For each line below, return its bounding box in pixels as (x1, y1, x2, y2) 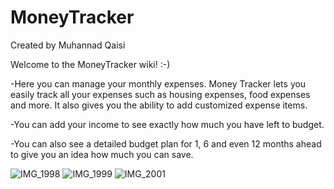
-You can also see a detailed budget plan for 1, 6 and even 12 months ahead (10, 137, 322, 150)
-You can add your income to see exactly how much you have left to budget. (10, 118, 325, 130)
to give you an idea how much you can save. (10, 148, 194, 160)
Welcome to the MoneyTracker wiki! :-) (10, 58, 171, 70)
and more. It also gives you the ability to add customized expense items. (10, 99, 308, 111)
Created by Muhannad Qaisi (10, 39, 126, 51)
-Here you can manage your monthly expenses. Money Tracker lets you (10, 77, 307, 90)
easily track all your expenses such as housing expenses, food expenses (10, 88, 311, 100)
